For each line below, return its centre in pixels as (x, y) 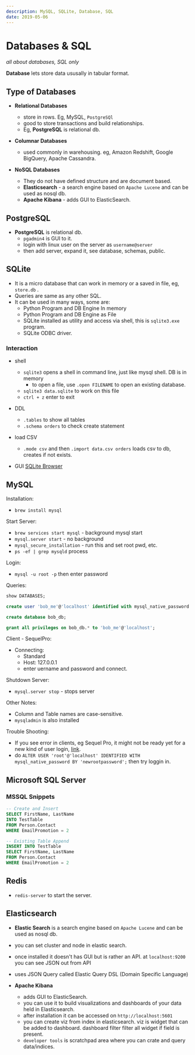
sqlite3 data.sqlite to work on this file (71, 391)
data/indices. (39, 1046)
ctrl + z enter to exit (49, 397)
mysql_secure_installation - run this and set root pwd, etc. (86, 545)
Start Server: (21, 521)
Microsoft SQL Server (46, 780)
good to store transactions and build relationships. (83, 123)
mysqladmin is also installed (47, 720)
